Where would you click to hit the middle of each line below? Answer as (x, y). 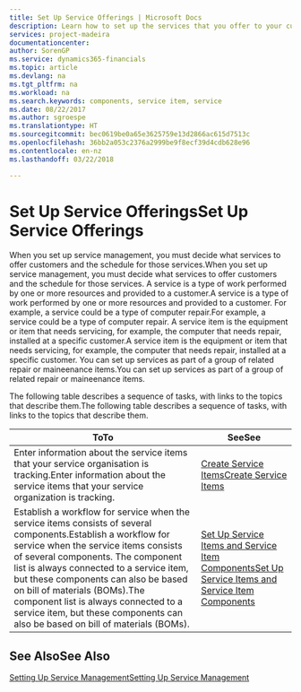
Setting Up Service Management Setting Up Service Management (129, 678)
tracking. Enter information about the (90, 475)
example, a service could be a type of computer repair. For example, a (138, 312)
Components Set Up (242, 568)
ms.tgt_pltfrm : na (43, 84)
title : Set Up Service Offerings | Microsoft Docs (106, 17)
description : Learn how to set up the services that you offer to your (146, 26)
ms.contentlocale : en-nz (56, 151)
